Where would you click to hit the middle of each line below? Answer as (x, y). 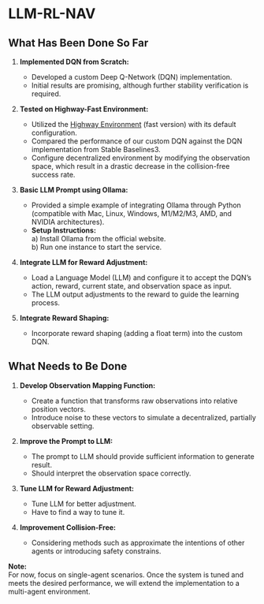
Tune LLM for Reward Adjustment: (76, 488)
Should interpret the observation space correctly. (111, 473)
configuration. (54, 132)
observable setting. (63, 426)
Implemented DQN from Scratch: (74, 62)
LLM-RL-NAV (52, 14)
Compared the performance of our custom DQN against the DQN (137, 141)
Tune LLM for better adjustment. (84, 503)
